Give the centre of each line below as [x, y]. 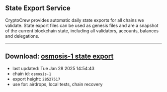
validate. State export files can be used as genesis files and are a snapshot [82, 25]
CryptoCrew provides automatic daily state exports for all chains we [75, 20]
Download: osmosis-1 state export [59, 56]
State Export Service [38, 8]
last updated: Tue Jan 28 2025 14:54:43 [53, 68]
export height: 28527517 [36, 79]
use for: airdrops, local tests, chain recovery [57, 84]
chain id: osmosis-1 [32, 74]
